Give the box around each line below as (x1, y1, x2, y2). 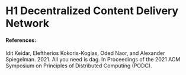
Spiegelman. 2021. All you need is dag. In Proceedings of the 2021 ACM (5, 56, 181, 63)
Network (5, 17, 50, 30)
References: (5, 37, 37, 44)
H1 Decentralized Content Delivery (5, 4, 179, 18)
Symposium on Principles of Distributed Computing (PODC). (5, 62, 152, 69)
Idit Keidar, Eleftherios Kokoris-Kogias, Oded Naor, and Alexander (5, 50, 165, 57)
